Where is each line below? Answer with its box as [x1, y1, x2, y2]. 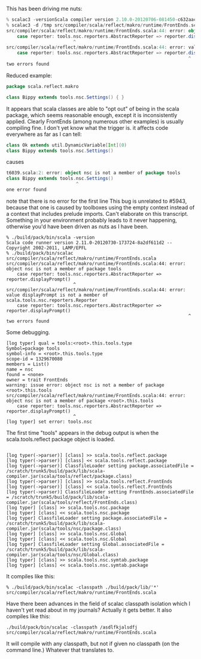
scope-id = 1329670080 [6, 356, 63, 362]
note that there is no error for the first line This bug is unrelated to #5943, [6, 197, 187, 205]
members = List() [6, 361, 50, 367]
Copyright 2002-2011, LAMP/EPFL [6, 245, 87, 251]
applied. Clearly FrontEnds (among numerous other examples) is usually [6, 118, 184, 125]
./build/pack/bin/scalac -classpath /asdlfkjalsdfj [6, 624, 138, 630]
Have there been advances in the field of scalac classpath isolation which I [6, 600, 190, 607]
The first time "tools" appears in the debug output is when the [6, 429, 159, 436]
